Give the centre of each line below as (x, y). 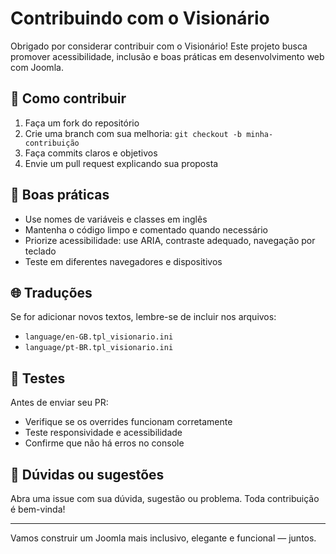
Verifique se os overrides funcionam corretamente (128, 422)
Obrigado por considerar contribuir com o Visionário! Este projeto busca (159, 46)
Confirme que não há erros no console (104, 443)
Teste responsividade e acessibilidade (103, 433)
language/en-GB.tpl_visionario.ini (99, 337)
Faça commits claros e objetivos (91, 153)
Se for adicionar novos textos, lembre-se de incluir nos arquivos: (143, 317)
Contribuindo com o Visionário (140, 18)
